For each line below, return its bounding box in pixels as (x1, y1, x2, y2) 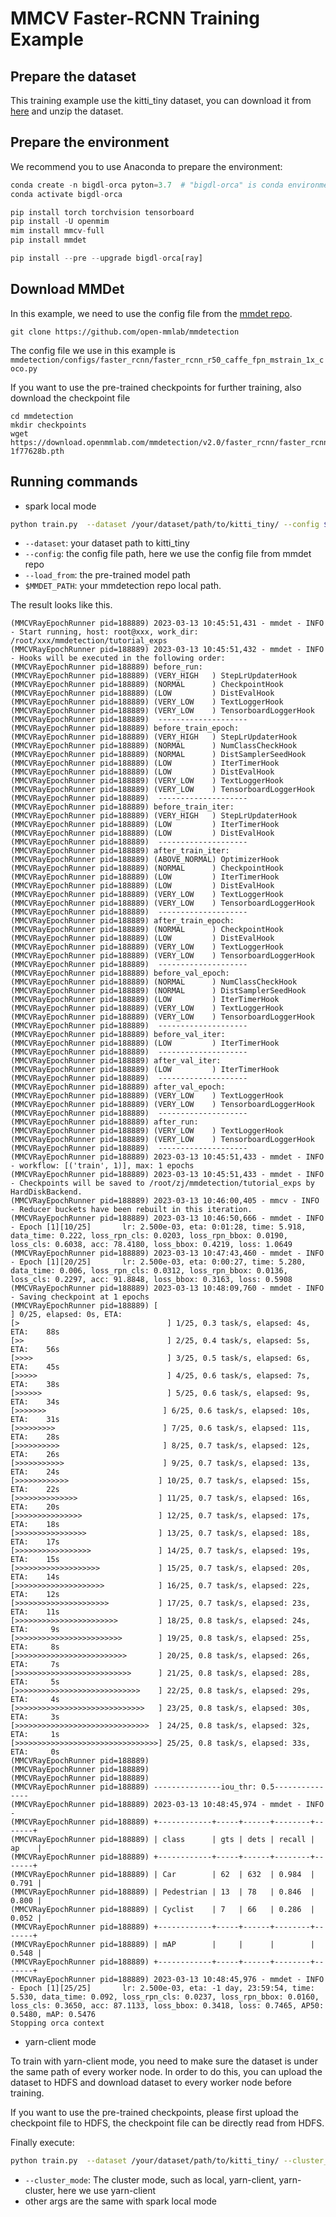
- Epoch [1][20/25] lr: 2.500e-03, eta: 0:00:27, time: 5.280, (10, 1257, 307, 1267)
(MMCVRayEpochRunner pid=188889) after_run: (10, 1117, 199, 1127)
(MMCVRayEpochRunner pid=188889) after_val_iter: (10, 1056, 222, 1066)
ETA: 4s (10, 1695, 60, 1705)
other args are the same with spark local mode (24, 2195, 218, 2207)
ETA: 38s (10, 1380, 60, 1390)
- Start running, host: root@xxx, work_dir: (10, 627, 199, 637)
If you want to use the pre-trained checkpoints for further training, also (10, 381, 302, 393)
